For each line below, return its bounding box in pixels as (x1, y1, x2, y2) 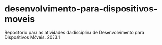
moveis (4, 13, 35, 24)
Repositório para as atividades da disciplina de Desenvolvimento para (4, 29, 144, 35)
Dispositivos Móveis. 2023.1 (4, 34, 60, 40)
